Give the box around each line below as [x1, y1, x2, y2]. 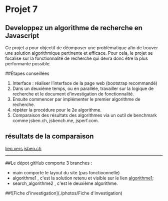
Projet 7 [5, 4, 38, 15]
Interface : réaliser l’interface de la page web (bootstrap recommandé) [12, 80, 157, 86]
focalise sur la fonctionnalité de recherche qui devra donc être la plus [5, 55, 148, 61]
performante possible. [5, 61, 51, 66]
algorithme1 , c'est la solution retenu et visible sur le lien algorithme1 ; [12, 175, 154, 181]
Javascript [5, 31, 39, 40]
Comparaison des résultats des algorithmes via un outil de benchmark [12, 112, 157, 118]
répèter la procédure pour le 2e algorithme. [12, 107, 101, 113]
